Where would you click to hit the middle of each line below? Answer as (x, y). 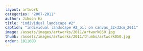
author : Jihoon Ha (24, 18)
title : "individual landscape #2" (40, 23)
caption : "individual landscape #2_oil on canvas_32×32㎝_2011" (72, 28)
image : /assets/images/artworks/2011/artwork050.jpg (60, 32)
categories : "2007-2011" (30, 14)
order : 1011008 (21, 41)
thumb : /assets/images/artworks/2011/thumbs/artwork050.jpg (68, 37)
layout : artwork (22, 9)
